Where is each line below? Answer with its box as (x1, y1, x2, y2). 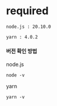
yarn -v (6, 94, 25, 100)
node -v (6, 72, 25, 78)
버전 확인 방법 (6, 47, 37, 54)
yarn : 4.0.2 (6, 34, 38, 40)
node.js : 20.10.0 (6, 24, 51, 30)
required (6, 4, 49, 18)
